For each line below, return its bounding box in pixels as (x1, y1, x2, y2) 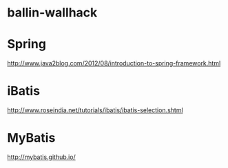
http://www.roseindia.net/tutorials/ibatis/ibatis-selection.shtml (7, 106, 184, 114)
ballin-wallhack (7, 5, 98, 21)
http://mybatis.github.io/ (7, 153, 76, 161)
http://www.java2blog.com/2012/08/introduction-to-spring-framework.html (7, 59, 221, 67)
